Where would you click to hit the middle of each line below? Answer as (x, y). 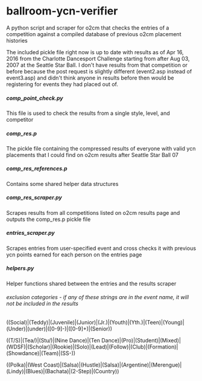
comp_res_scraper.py (34, 197)
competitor (20, 119)
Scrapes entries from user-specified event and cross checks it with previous (101, 248)
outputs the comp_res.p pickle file (49, 219)
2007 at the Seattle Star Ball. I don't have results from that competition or (97, 65)
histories (17, 40)
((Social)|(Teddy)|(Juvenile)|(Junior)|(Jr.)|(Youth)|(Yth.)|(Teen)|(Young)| (96, 322)
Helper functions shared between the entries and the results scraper (91, 283)
